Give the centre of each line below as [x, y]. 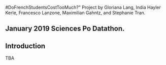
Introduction [25, 46]
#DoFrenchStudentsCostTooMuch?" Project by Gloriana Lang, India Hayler [83, 7]
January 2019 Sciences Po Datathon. [65, 29]
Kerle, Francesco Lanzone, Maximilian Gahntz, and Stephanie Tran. [75, 13]
